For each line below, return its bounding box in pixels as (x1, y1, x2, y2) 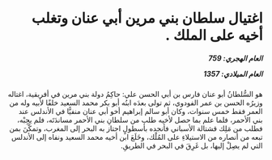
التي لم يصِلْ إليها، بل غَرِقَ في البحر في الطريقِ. (120, 141, 263, 150)
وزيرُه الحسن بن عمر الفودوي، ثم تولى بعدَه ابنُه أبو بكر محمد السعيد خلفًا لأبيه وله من (9, 98, 263, 107)
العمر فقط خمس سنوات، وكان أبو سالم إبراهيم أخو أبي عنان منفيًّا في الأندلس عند (18, 107, 263, 116)
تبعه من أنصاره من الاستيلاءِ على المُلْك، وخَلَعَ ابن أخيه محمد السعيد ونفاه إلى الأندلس (11, 133, 263, 142)
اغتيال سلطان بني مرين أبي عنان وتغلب (31, 9, 263, 27)
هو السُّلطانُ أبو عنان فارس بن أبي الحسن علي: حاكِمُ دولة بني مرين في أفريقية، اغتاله (7, 90, 263, 99)
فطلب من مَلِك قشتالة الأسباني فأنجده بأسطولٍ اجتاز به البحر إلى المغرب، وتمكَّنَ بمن (9, 124, 263, 133)
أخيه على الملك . (164, 26, 263, 44)
